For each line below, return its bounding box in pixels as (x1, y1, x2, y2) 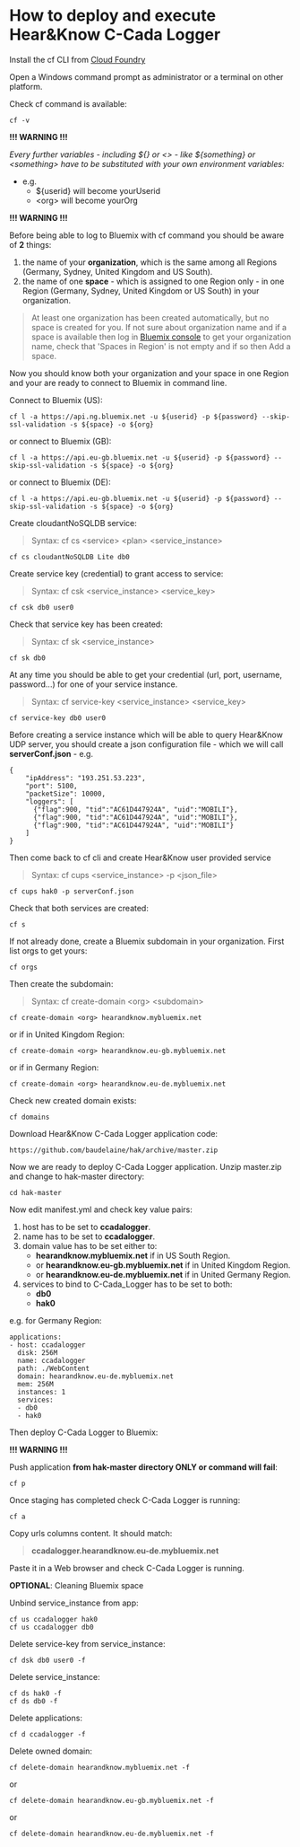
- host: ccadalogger (9, 1340, 87, 1350)
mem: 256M (17, 1379, 54, 1388)
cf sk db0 (9, 653, 47, 663)
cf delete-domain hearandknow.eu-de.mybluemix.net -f (9, 1829, 215, 1838)
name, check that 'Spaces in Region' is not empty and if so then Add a (30, 340, 291, 351)
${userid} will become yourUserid (35, 185, 161, 196)
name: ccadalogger (17, 1356, 87, 1365)
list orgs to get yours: (9, 945, 88, 956)
